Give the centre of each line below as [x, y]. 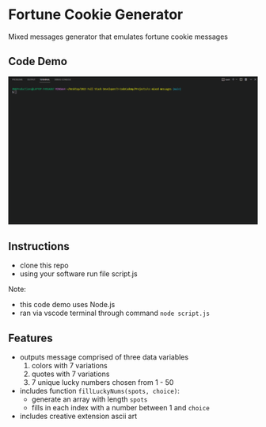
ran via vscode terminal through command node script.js [114, 313]
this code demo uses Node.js [67, 305]
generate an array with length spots [89, 399]
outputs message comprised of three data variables [104, 357]
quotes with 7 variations [70, 374]
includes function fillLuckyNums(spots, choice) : [99, 391]
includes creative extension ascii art [78, 416]
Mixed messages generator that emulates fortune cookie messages [118, 37]
